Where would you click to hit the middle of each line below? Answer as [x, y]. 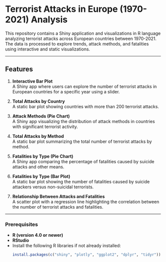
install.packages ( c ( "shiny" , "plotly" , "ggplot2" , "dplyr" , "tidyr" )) [86, 255]
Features [19, 69]
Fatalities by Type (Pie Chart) [43, 156]
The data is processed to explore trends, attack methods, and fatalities [77, 44]
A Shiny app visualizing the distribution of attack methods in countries [83, 121]
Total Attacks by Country [39, 101]
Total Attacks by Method [38, 136]
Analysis [49, 20]
